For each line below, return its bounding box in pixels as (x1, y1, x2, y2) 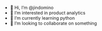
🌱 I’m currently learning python (10, 15, 75, 21)
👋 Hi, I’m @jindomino (10, 5, 54, 10)
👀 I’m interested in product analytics (10, 10, 86, 16)
